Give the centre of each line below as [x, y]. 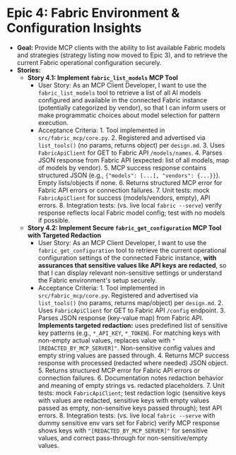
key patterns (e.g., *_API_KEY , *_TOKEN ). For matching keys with [129, 333]
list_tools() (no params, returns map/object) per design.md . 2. [131, 302]
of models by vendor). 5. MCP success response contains [122, 167]
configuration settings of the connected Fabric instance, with [127, 258]
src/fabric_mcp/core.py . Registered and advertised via [118, 295]
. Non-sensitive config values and [166, 348]
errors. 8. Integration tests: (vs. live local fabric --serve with [126, 415]
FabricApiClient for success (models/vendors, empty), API [124, 197]
